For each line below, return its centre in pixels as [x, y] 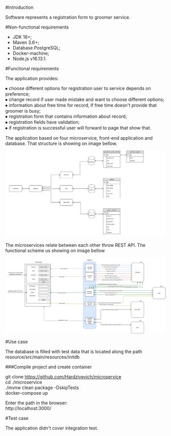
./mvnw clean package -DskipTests [42, 388]
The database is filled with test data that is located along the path [74, 352]
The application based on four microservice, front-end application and [79, 138]
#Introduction [20, 7]
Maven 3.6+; [26, 42]
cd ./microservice [24, 382]
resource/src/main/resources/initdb [42, 357]
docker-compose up [27, 393]
